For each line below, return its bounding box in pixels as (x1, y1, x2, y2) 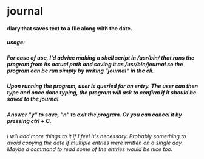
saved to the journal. (7, 96, 61, 103)
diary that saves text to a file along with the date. (7, 24, 133, 32)
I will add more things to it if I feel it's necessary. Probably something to (7, 132, 186, 140)
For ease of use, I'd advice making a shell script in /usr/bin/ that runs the (7, 54, 195, 62)
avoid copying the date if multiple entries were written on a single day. (7, 139, 183, 146)
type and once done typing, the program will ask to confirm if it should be (7, 89, 197, 96)
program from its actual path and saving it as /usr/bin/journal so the (7, 60, 183, 68)
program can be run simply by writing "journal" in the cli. (7, 67, 154, 74)
